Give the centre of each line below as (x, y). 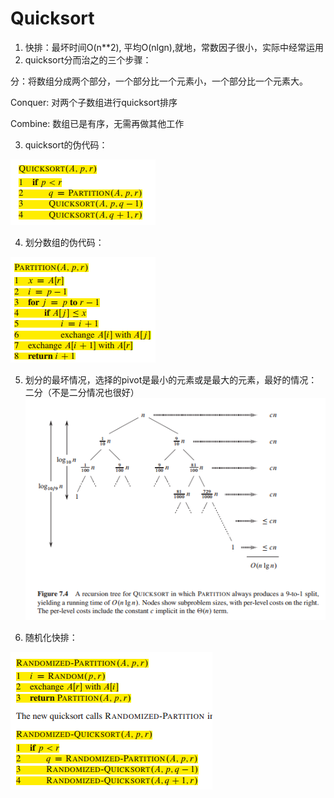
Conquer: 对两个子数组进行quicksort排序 (94, 102)
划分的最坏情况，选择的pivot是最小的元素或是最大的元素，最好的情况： (171, 379)
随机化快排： (51, 637)
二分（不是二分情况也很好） (82, 392)
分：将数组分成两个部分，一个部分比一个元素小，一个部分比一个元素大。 (159, 81)
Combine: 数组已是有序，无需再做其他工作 (97, 123)
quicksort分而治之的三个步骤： (88, 59)
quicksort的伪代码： (66, 144)
